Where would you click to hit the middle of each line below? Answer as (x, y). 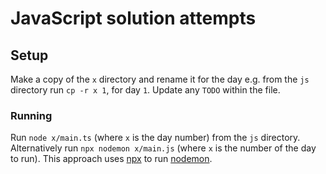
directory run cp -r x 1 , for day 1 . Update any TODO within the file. (145, 90)
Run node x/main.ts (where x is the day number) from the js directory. (155, 138)
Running (31, 115)
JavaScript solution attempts (133, 18)
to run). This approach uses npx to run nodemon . (111, 159)
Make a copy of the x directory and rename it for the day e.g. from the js (160, 79)
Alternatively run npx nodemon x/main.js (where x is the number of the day (163, 148)
